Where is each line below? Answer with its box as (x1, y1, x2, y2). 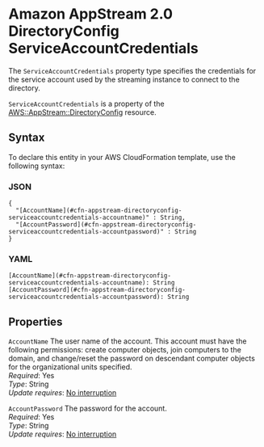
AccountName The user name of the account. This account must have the (8, 336, 247, 346)
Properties (8, 314, 63, 328)
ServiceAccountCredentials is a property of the (8, 99, 165, 108)
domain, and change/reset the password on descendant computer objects (8, 353, 256, 364)
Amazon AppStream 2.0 (8, 5, 174, 23)
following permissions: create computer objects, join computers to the (8, 345, 242, 355)
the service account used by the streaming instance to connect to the (8, 74, 240, 84)
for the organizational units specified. (8, 362, 132, 372)
